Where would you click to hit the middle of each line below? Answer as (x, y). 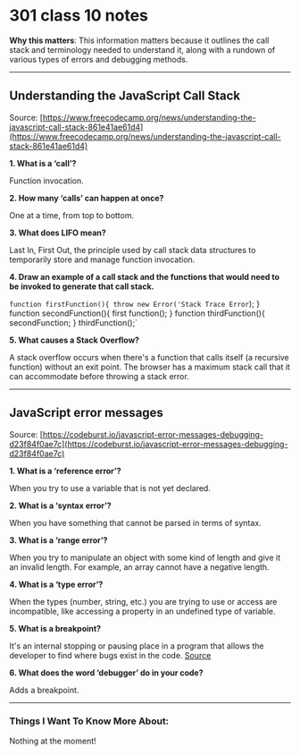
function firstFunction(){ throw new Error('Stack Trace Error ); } (135, 303)
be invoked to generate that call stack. (82, 286)
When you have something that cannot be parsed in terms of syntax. (135, 522)
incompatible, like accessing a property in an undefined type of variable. (142, 611)
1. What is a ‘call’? (43, 163)
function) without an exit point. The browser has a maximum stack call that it (150, 367)
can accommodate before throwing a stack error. (99, 376)
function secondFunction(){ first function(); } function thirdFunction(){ (137, 313)
